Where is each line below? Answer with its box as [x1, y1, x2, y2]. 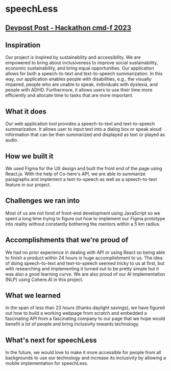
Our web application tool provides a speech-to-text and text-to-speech [5, 121, 155, 127]
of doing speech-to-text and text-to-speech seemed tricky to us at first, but [5, 260, 165, 266]
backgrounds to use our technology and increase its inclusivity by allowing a [5, 355, 166, 361]
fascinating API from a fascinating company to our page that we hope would [5, 315, 165, 322]
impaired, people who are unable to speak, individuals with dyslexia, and [5, 81, 158, 87]
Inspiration [5, 40, 41, 49]
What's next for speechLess [5, 336, 97, 344]
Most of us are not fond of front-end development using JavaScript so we [5, 210, 161, 216]
